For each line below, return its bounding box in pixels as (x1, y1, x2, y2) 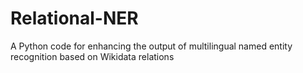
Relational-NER (10, 7, 139, 30)
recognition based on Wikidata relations (10, 50, 175, 62)
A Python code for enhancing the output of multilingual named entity (10, 40, 293, 52)
